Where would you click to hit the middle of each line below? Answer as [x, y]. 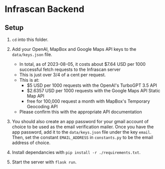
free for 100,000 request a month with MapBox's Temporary [88, 101]
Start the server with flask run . [44, 162]
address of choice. [31, 143]
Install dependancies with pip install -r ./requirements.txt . [76, 152]
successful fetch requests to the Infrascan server [70, 69]
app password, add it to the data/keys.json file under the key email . [82, 132]
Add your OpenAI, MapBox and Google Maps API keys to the [74, 49]
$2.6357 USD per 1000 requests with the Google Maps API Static [93, 90]
